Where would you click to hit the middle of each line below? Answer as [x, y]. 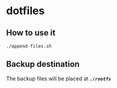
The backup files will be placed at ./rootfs [59, 79]
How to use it [31, 33]
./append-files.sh [29, 46]
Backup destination [43, 64]
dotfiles [26, 11]
